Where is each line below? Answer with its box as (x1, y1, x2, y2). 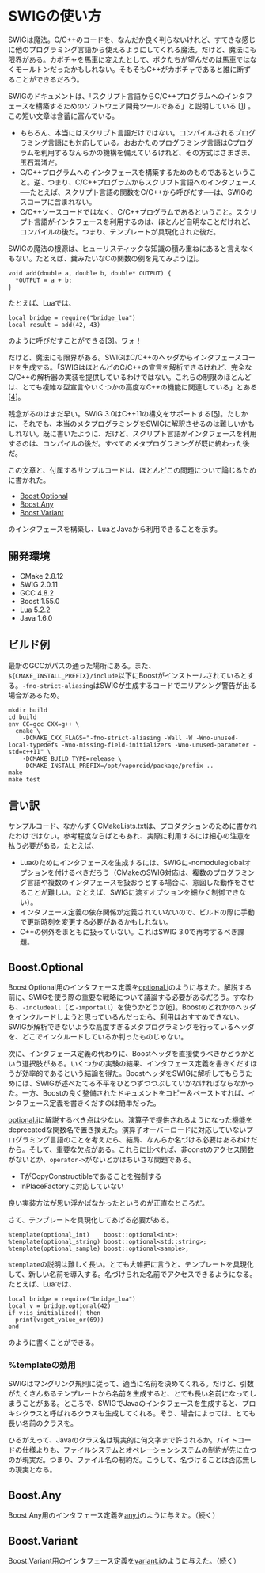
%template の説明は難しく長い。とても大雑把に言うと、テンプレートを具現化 (8, 1260, 255, 1269)
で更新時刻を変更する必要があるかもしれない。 (19, 918, 172, 927)
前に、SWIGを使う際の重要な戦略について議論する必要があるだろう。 (8, 993, 233, 1002)
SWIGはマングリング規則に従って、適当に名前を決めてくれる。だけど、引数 (8, 1379, 255, 1389)
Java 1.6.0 (19, 613, 53, 622)
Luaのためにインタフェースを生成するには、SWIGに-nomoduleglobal (19, 858, 244, 868)
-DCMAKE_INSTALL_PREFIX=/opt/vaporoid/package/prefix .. (22, 762, 214, 769)
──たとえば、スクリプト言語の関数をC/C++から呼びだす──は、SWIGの (19, 187, 253, 196)
